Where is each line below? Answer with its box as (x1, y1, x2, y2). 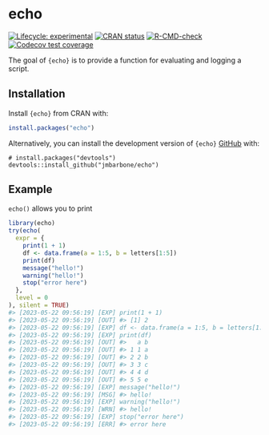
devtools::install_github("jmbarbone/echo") (8, 161, 159, 169)
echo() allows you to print (8, 203, 93, 213)
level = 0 (15, 294, 48, 302)
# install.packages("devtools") (8, 154, 116, 162)
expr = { (15, 234, 45, 243)
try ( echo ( (8, 227, 42, 235)
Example (8, 183, 53, 196)
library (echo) (8, 220, 56, 228)
